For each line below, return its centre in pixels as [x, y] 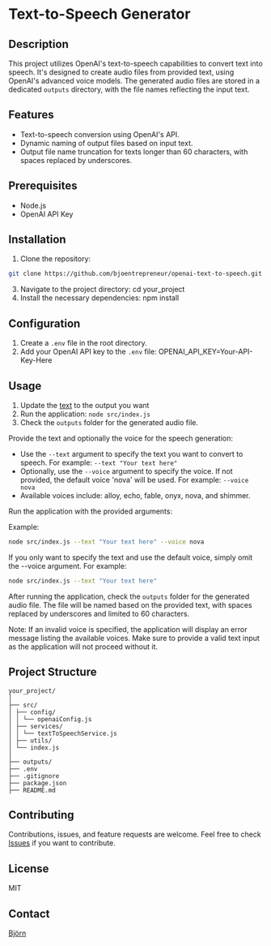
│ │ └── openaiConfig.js [50, 719]
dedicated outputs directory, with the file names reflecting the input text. [129, 89]
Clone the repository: [55, 259]
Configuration [44, 323]
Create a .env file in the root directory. [83, 343]
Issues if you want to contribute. [62, 843]
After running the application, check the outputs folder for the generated [129, 596]
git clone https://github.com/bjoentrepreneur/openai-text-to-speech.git [135, 274]
